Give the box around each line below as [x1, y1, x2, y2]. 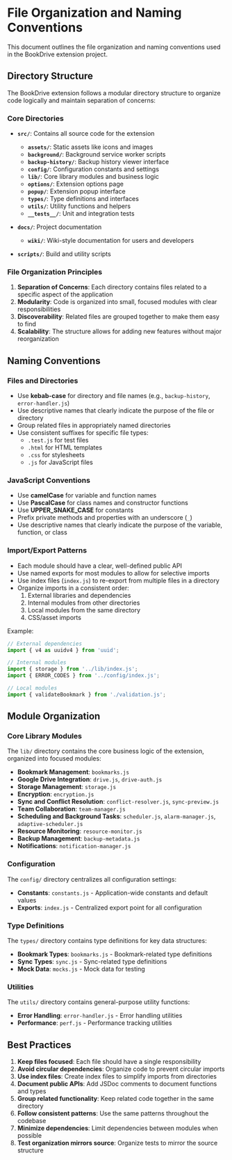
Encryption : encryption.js [17, 790, 94, 798]
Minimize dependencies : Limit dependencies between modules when [17, 1124, 219, 1132]
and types [17, 1087, 47, 1095]
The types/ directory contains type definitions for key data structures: [7, 937, 207, 945]
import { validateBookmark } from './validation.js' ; [7, 691, 167, 698]
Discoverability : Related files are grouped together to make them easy [17, 312, 220, 321]
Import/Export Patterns [7, 546, 88, 555]
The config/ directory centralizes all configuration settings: [7, 875, 177, 883]
